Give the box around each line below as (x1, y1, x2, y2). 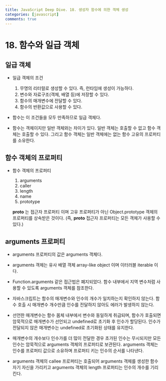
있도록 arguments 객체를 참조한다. (27, 285, 94, 291)
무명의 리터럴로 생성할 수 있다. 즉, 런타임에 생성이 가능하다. (19, 85, 134, 91)
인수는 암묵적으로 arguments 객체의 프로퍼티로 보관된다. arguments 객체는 (12, 341, 159, 347)
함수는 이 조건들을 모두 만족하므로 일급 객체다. (12, 115, 102, 121)
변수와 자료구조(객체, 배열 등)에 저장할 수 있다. (19, 91, 109, 97)
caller (19, 183, 31, 189)
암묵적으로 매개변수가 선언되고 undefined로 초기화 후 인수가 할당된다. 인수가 (12, 318, 161, 324)
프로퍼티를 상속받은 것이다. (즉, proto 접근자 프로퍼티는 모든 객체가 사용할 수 (12, 215, 161, 221)
